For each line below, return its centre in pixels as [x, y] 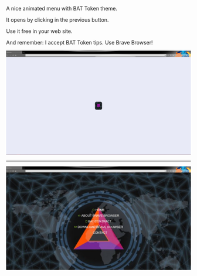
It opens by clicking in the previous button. [57, 20]
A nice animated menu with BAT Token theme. [62, 8]
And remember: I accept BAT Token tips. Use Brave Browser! [80, 42]
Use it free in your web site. [39, 31]
